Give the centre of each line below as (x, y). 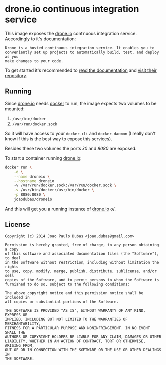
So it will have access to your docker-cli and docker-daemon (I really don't (80, 133)
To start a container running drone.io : (43, 158)
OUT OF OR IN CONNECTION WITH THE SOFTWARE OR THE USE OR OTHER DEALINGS (83, 350)
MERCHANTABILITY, (23, 323)
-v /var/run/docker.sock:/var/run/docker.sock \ (65, 185)
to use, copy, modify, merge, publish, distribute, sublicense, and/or (81, 271)
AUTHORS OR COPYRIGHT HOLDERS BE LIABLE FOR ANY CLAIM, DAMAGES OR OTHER (83, 337)
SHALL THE (15, 332)
